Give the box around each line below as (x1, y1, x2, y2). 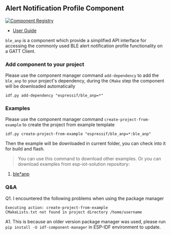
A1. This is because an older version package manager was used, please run (5, 218, 166, 224)
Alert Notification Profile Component (5, 4, 125, 13)
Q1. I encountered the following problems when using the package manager (5, 195, 164, 201)
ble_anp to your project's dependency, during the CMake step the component (5, 78, 164, 84)
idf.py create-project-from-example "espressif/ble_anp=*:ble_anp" (5, 132, 152, 137)
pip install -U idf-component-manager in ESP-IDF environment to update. (5, 224, 161, 230)
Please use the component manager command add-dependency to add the (5, 72, 159, 78)
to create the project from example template (22, 122, 115, 128)
